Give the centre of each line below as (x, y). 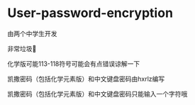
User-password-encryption (90, 13)
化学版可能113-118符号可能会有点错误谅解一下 (74, 63)
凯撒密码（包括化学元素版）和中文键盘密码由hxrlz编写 (86, 79)
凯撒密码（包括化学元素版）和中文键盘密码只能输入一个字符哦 (97, 94)
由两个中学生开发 (32, 33)
